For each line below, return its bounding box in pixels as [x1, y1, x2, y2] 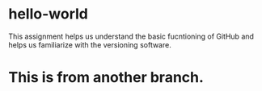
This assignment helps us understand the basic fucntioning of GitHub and [8, 31, 255, 41]
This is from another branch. [8, 68, 205, 87]
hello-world [8, 5, 89, 23]
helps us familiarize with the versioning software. [8, 39, 171, 49]
